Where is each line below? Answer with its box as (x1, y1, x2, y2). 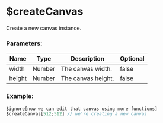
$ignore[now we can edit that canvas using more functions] (6, 106, 158, 112)
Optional (119, 55, 145, 63)
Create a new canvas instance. (6, 24, 82, 31)
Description (71, 55, 105, 63)
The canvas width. (60, 65, 113, 73)
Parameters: (6, 39, 43, 48)
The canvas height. (60, 74, 114, 83)
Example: (6, 92, 34, 100)
